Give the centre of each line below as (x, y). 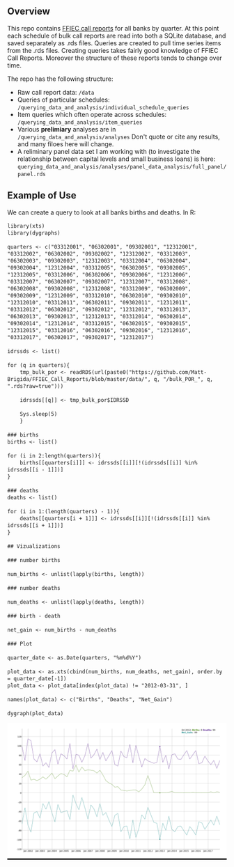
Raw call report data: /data (56, 92)
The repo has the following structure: (60, 79)
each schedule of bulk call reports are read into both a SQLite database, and (117, 36)
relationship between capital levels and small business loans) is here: (116, 159)
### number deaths (34, 588)
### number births (34, 560)
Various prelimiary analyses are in (67, 129)
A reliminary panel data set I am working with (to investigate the (109, 151)
